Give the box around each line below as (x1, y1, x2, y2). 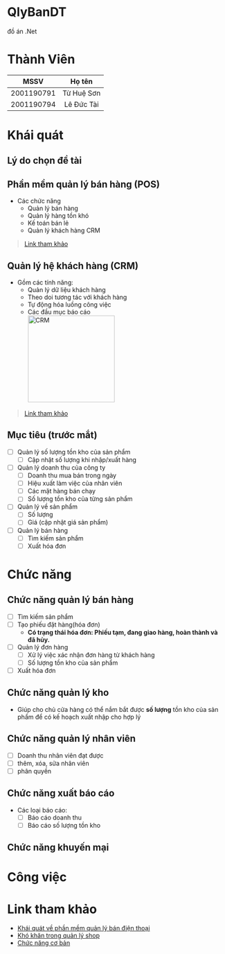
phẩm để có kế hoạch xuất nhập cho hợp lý (17, 713, 141, 721)
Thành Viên (7, 51, 75, 67)
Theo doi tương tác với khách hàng (27, 293, 127, 302)
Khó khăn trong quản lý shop (17, 931, 100, 940)
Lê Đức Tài (64, 99, 99, 109)
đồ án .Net (7, 27, 37, 35)
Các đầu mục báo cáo (27, 308, 91, 316)
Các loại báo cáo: (17, 806, 68, 814)
